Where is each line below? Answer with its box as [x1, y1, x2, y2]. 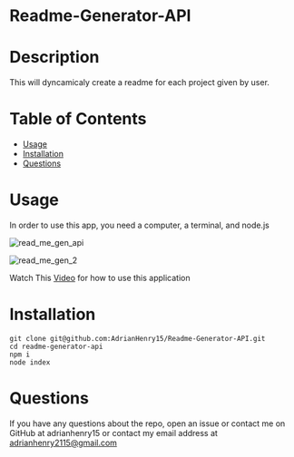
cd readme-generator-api [9, 342, 103, 351]
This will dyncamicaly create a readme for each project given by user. [9, 77, 270, 88]
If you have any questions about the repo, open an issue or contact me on [9, 418, 286, 429]
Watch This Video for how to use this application [9, 273, 191, 283]
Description [9, 47, 100, 68]
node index [9, 357, 51, 367]
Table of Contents [9, 109, 147, 130]
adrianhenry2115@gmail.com [9, 437, 118, 448]
